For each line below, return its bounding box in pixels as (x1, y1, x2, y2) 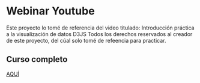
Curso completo (6, 54, 68, 64)
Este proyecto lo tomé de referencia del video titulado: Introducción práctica (6, 24, 195, 31)
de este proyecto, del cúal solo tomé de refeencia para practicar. (6, 37, 166, 44)
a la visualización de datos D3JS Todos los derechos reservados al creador (6, 30, 193, 37)
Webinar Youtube (6, 4, 95, 18)
